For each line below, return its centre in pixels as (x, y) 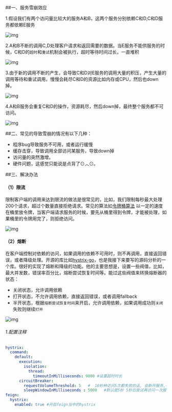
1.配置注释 (16, 332)
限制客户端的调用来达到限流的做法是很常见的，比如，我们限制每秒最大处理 (84, 200)
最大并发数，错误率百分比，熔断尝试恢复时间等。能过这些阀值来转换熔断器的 (86, 273)
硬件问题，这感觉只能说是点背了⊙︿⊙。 (55, 164)
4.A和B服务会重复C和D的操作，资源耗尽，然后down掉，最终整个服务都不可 (84, 106)
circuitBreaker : (36, 381)
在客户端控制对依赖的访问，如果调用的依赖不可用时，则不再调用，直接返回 (84, 254)
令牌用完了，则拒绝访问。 (50, 219)
